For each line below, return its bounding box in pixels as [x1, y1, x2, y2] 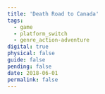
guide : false [7, 57, 46, 64]
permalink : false [7, 76, 58, 83]
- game [13, 23, 33, 30]
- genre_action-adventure [13, 37, 90, 44]
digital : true [7, 43, 49, 50]
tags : [7, 17, 23, 24]
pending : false [7, 63, 52, 70]
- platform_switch [13, 30, 68, 37]
